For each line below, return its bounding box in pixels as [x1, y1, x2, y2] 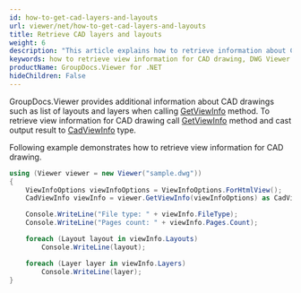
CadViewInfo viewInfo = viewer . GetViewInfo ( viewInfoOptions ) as [25, 194, 271, 203]
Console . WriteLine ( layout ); [41, 243, 146, 252]
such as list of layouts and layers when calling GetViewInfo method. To [9, 105, 271, 116]
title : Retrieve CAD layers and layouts [9, 30, 163, 39]
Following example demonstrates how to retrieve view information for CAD [9, 142, 284, 152]
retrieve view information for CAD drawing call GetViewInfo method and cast [9, 115, 292, 125]
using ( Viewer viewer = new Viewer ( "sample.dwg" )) [9, 168, 202, 177]
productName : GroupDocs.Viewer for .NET [9, 64, 163, 73]
